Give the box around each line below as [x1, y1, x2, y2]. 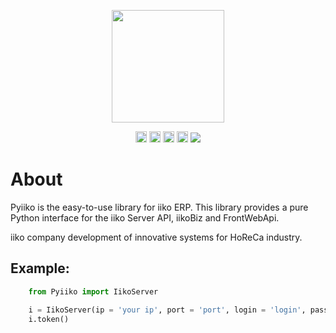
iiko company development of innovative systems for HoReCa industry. [10, 231, 303, 243]
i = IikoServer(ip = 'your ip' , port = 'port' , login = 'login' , [28, 305, 307, 315]
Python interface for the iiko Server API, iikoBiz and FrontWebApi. [10, 211, 280, 224]
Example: [10, 260, 70, 277]
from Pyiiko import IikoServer [28, 286, 159, 297]
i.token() [28, 314, 70, 324]
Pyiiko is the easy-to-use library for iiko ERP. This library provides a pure [10, 201, 309, 213]
